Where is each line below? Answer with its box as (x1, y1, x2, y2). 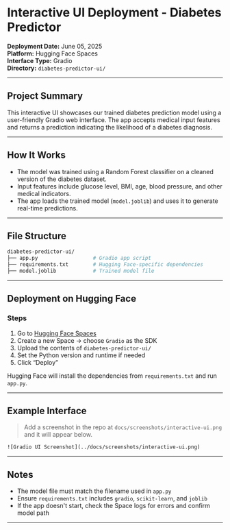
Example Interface (7, 405, 87, 416)
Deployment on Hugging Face (7, 293, 137, 304)
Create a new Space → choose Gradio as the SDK (16, 336, 157, 344)
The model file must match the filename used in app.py (16, 487, 172, 495)
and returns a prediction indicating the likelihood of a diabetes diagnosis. (7, 123, 212, 131)
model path (16, 509, 49, 517)
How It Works (7, 149, 66, 161)
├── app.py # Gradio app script (7, 255, 152, 262)
